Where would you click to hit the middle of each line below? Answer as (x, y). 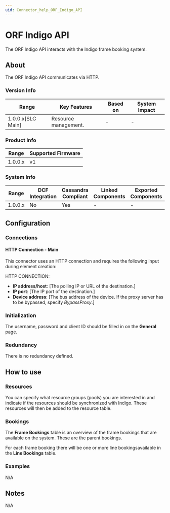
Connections (22, 238)
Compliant (75, 197)
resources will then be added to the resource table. (58, 408)
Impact (146, 110)
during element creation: (31, 266)
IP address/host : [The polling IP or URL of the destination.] (74, 286)
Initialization (21, 315)
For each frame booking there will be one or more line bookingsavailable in (83, 448)
